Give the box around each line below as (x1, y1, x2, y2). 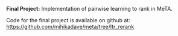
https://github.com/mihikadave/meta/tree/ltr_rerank (6, 23, 135, 30)
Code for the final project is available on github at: (6, 17, 131, 23)
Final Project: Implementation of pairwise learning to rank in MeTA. (6, 5, 173, 12)
